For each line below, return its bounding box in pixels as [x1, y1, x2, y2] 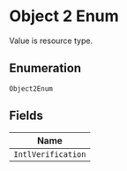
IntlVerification [13, 149, 86, 160]
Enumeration [9, 61, 82, 76]
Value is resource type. [9, 35, 93, 46]
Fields [9, 108, 44, 123]
